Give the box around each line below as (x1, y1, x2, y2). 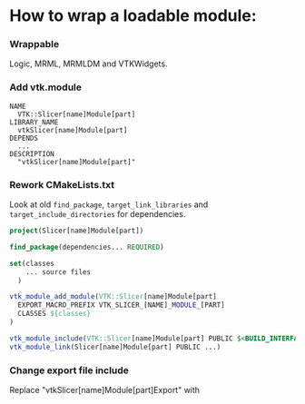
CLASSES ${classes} (17, 310, 92, 319)
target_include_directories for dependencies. (9, 209, 186, 220)
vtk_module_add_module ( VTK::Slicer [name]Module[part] (9, 292, 218, 301)
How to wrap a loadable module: (9, 5, 257, 26)
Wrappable (9, 38, 60, 51)
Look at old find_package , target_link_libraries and (9, 199, 209, 210)
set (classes (9, 259, 54, 268)
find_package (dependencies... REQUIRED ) (9, 242, 165, 251)
